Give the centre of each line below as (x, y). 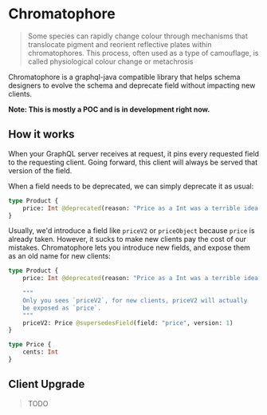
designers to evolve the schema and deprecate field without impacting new (132, 85)
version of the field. (40, 170)
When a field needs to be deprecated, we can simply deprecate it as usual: (131, 186)
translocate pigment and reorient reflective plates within (120, 44)
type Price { (30, 345)
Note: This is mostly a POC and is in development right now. (109, 109)
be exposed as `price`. (62, 308)
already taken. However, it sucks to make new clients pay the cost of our (128, 239)
